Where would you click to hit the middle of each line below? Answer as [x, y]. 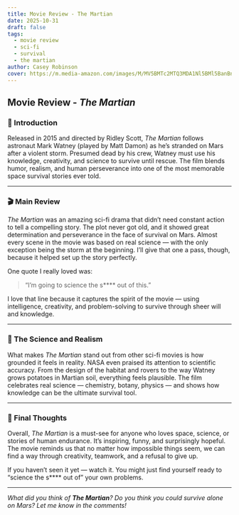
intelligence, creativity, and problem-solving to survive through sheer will [114, 306]
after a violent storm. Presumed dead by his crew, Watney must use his [111, 153]
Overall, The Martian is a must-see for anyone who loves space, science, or [118, 433]
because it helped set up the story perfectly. [72, 258]
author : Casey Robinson [43, 67]
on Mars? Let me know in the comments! [67, 506]
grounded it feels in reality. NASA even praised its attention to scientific [112, 362]
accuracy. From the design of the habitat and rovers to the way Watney [111, 370]
